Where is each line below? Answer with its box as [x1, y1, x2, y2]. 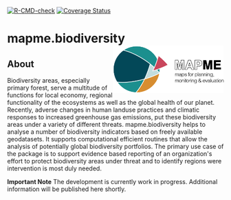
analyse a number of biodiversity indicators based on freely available [7, 128, 203, 136]
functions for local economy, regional [7, 91, 113, 99]
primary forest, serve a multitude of [7, 83, 108, 92]
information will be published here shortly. [7, 185, 126, 193]
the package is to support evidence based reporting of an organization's [7, 150, 212, 158]
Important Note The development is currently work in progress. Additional [7, 178, 218, 186]
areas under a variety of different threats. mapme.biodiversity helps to [7, 121, 206, 128]
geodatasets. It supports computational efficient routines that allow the [7, 135, 208, 143]
